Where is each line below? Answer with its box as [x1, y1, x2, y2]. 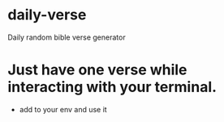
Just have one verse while [7, 61, 187, 79]
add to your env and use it [19, 104, 107, 114]
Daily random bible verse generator [7, 32, 127, 42]
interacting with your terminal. [7, 78, 217, 96]
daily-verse [7, 6, 87, 24]
